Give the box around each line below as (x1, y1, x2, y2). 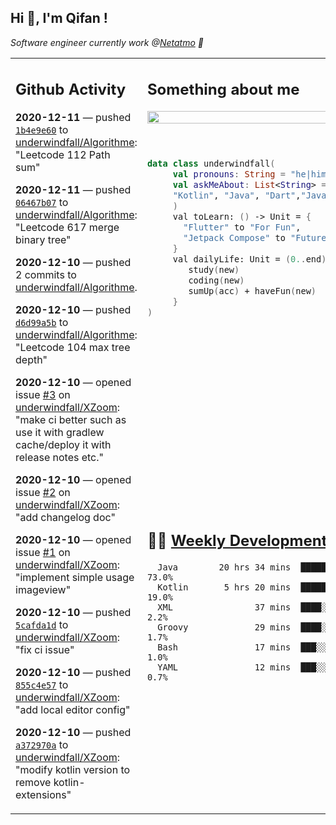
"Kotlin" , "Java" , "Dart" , (172, 190, 302, 201)
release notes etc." (15, 451, 104, 465)
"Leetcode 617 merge (15, 221, 120, 235)
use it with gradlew (15, 426, 105, 440)
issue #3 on (15, 388, 71, 402)
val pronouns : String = (172, 169, 286, 180)
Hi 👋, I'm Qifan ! (10, 10, 108, 27)
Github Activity (15, 80, 127, 100)
